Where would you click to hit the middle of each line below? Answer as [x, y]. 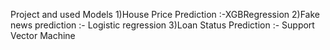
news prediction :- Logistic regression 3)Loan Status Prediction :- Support [162, 25]
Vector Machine [43, 35]
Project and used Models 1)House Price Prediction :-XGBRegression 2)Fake [165, 14]
